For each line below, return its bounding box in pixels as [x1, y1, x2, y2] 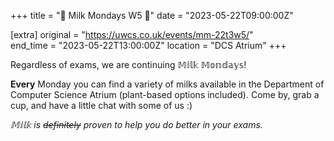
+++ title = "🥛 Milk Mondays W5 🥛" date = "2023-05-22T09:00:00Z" [10, 10, 294, 21]
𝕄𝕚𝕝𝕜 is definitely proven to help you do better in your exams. [10, 119, 263, 130]
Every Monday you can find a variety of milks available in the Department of [10, 78, 325, 90]
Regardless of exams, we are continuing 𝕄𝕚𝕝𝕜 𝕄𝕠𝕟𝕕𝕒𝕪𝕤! [10, 59, 247, 70]
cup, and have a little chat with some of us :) [10, 100, 193, 111]
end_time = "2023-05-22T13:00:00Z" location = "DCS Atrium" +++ [10, 40, 287, 51]
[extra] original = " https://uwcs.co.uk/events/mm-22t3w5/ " [10, 29, 254, 40]
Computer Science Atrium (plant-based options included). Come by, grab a [10, 89, 320, 100]
